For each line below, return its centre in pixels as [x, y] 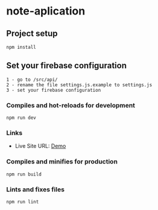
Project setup [32, 33]
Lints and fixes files [36, 189]
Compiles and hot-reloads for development [71, 105]
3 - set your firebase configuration [54, 90]
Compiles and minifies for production [62, 162]
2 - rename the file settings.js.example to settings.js [79, 85]
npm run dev [21, 118]
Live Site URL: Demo [40, 146]
